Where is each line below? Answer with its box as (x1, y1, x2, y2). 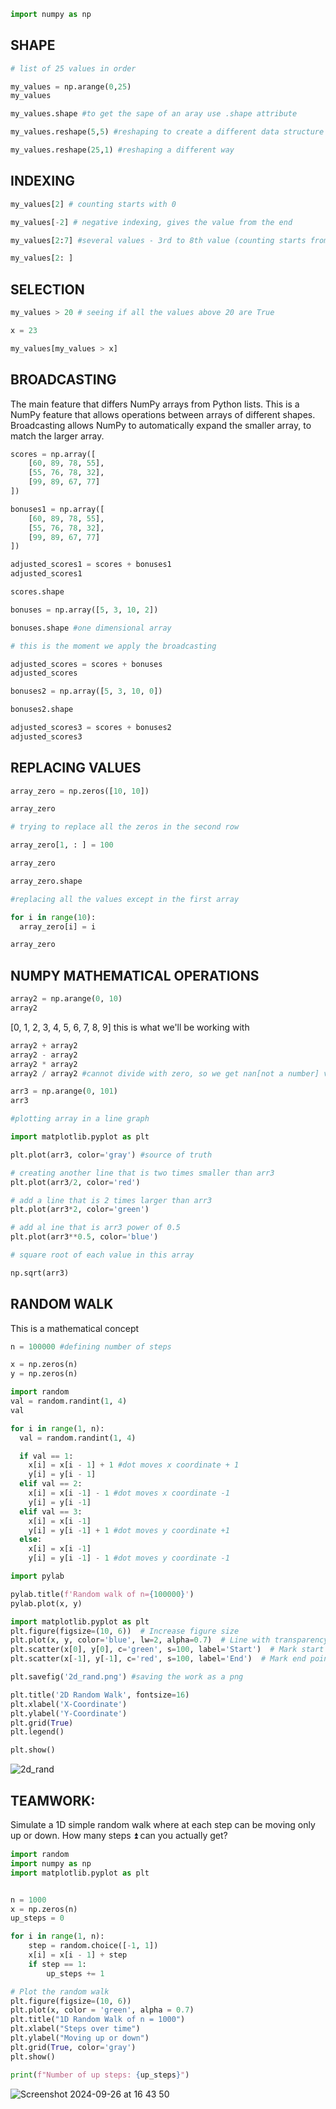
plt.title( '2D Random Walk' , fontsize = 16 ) (10, 1690, 190, 1700)
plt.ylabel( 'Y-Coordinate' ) (10, 1708, 128, 1719)
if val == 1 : (19, 1451, 74, 1461)
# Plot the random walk (10, 1986, 110, 1997)
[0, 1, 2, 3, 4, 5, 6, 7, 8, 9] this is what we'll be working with (10, 1021, 250, 1033)
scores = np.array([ (10, 449, 97, 459)
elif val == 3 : (19, 1506, 83, 1517)
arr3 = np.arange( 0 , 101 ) (10, 1086, 118, 1097)
